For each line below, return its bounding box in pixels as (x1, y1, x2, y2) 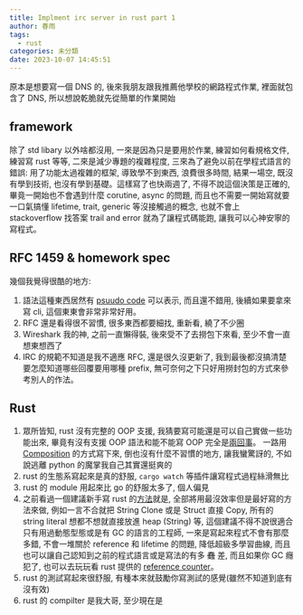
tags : (9, 30, 30, 39)
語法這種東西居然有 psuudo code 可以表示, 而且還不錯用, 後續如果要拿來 (22, 295, 292, 306)
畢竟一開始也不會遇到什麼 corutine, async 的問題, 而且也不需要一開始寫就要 (9, 189, 290, 200)
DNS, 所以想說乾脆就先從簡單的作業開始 (26, 92, 176, 103)
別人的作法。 (30, 374, 79, 384)
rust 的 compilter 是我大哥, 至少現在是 (22, 595, 164, 606)
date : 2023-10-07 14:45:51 (9, 55, 111, 64)
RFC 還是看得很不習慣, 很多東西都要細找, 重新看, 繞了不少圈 (22, 317, 245, 328)
